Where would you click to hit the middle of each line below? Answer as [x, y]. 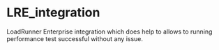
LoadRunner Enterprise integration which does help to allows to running [109, 32]
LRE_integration [53, 13]
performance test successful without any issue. [75, 38]
